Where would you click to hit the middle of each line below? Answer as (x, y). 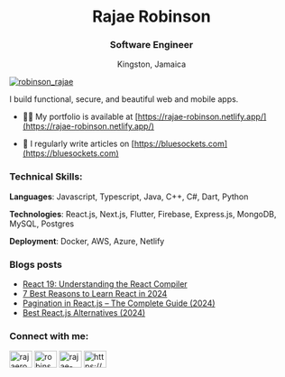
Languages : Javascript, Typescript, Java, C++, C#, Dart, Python (129, 197)
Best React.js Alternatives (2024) (84, 313)
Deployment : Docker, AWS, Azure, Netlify (87, 241)
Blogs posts (36, 264)
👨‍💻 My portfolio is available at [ (80, 117)
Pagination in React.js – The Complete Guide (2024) (119, 303)
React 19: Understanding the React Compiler (105, 284)
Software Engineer (152, 45)
